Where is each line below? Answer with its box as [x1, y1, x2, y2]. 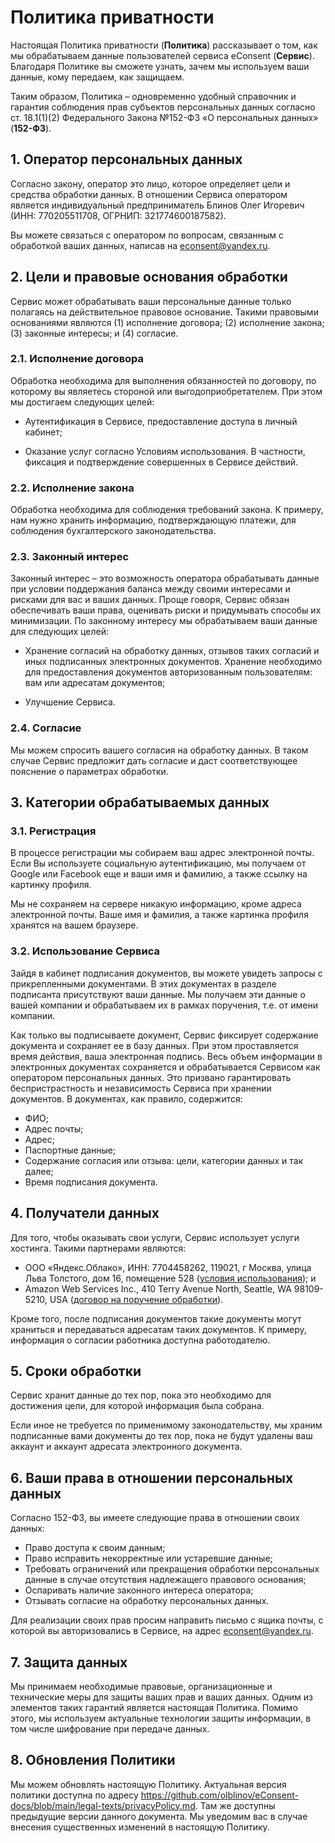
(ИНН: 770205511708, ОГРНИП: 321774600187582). [10, 209, 227, 221]
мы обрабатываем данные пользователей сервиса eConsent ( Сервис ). [10, 49, 315, 61]
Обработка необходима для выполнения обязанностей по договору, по [10, 374, 317, 386]
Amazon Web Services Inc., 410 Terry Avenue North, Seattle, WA [24, 1282, 292, 1295]
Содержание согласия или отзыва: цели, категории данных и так [24, 1154, 304, 1166]
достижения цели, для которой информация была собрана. [10, 1400, 265, 1412]
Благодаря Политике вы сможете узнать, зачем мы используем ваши [10, 60, 310, 72]
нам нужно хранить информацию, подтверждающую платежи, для [10, 514, 297, 526]
